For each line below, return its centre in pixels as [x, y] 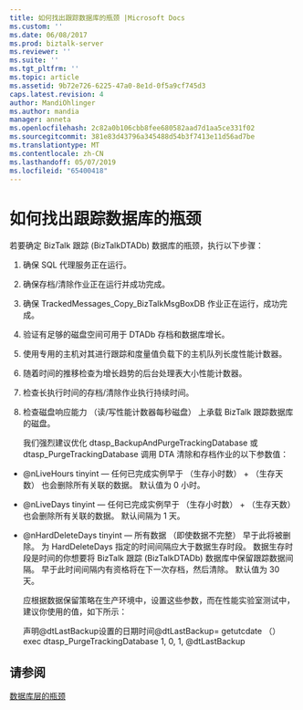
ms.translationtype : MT [55, 145]
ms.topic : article [44, 78]
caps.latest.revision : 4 [57, 94]
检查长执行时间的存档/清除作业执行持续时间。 [108, 392]
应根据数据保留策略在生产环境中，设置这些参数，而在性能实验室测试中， [158, 600]
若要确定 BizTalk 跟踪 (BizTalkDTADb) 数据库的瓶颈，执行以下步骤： [137, 245]
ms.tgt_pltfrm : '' [44, 69]
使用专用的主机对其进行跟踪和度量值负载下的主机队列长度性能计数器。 [155, 354]
